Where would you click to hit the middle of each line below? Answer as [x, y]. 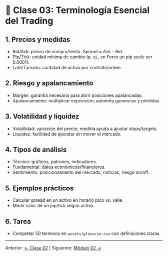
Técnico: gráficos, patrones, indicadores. [55, 162]
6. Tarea [18, 221]
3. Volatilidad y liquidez [42, 117]
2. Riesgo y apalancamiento [49, 83]
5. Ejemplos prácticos [39, 188]
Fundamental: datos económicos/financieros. [59, 167]
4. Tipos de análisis [36, 150]
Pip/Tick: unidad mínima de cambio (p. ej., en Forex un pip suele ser [82, 57]
